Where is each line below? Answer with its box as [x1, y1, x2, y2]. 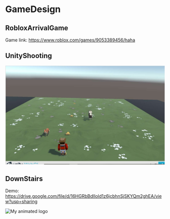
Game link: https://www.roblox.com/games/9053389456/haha [5, 37, 136, 43]
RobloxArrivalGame [5, 24, 68, 32]
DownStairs [5, 174, 43, 183]
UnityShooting [5, 51, 52, 60]
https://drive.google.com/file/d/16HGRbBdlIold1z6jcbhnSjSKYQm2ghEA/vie [5, 193, 162, 199]
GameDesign [5, 4, 61, 15]
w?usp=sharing [5, 198, 38, 205]
